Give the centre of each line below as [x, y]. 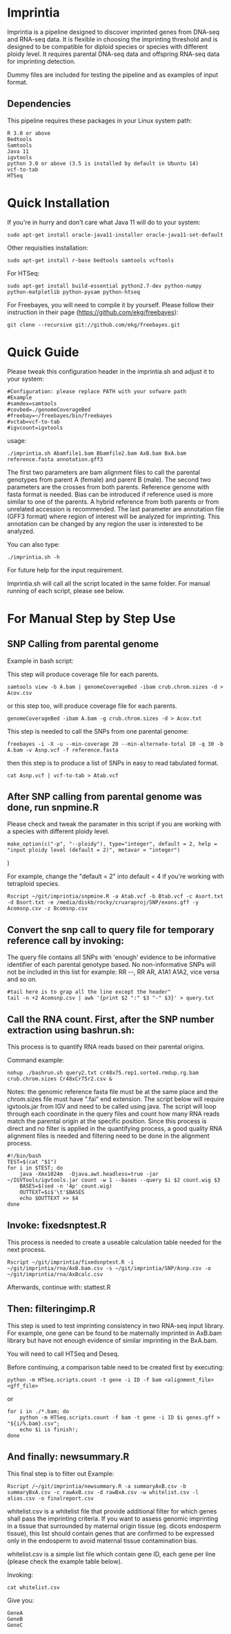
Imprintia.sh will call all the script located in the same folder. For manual [109, 583]
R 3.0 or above [29, 133]
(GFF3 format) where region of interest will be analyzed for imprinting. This [114, 516]
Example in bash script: [40, 661]
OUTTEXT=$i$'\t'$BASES [52, 1192]
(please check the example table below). [65, 1561]
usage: [17, 440]
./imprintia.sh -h [33, 557]
